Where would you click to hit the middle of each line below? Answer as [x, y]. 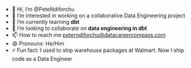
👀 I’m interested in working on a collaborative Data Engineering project [98, 16]
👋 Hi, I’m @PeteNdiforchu [43, 9]
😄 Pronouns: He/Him [38, 44]
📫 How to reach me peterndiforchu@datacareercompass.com [89, 35]
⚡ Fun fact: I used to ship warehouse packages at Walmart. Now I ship [98, 50]
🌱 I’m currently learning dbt [45, 22]
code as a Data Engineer [42, 59]
